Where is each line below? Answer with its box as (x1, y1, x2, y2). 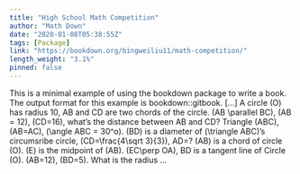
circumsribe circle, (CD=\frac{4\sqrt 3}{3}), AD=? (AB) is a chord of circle (9, 135, 283, 146)
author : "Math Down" (9, 22, 87, 30)
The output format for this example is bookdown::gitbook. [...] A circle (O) (9, 97, 282, 108)
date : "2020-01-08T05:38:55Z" (9, 30, 123, 39)
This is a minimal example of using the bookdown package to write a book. (9, 87, 286, 99)
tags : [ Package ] (9, 38, 70, 48)
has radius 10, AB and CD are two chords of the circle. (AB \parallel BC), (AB (9, 107, 292, 117)
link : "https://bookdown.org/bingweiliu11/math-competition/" (9, 47, 248, 56)
